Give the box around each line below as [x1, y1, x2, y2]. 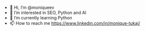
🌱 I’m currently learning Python [9, 15, 72, 20]
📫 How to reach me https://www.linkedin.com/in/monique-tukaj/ [9, 20, 141, 26]
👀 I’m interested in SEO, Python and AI [9, 10, 86, 15]
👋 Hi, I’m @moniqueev [9, 5, 55, 10]
